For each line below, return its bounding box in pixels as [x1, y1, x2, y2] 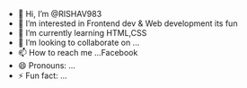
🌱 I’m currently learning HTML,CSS [17, 28, 147, 38]
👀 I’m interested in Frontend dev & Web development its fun [17, 18, 238, 29]
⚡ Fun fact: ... [17, 70, 67, 81]
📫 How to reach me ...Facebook [17, 48, 138, 57]
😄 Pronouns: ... [17, 60, 76, 71]
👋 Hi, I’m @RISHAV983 [17, 9, 102, 19]
